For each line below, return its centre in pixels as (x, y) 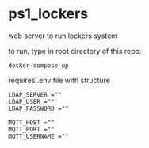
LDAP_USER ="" (32, 101)
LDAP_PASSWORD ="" (38, 108)
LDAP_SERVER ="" (35, 95)
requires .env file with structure (59, 80)
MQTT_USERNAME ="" (38, 136)
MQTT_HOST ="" (32, 122)
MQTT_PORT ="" (32, 129)
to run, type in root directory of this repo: (75, 51)
